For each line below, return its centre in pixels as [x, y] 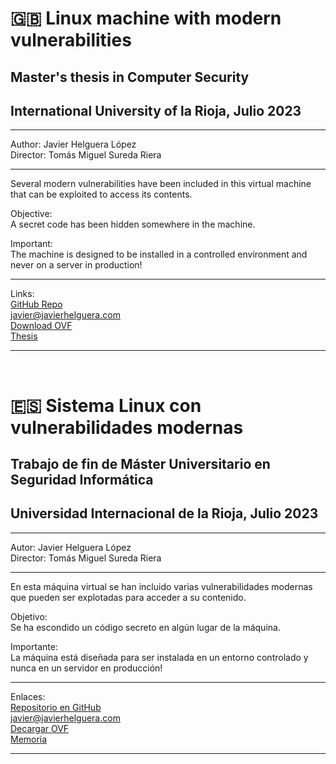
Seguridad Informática [82, 479]
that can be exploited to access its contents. [101, 194]
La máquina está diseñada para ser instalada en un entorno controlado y [159, 657]
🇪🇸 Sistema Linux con [106, 405]
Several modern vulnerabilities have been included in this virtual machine [161, 184]
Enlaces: [28, 696]
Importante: [34, 646]
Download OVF [41, 326]
